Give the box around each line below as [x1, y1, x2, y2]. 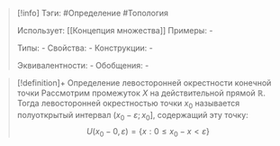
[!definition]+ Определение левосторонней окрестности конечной [16, 78, 272, 88]
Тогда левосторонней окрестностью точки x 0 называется [16, 98, 240, 111]
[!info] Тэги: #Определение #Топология [16, 8, 168, 18]
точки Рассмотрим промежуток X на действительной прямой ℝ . [16, 87, 266, 98]
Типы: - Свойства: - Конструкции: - [16, 42, 154, 53]
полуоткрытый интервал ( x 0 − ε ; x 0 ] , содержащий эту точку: [16, 109, 248, 123]
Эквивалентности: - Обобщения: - [16, 60, 149, 70]
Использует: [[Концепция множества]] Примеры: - [16, 25, 213, 35]
